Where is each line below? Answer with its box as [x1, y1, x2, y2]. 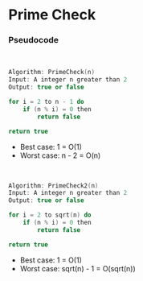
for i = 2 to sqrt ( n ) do [8, 211, 92, 219]
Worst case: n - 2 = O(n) [19, 151, 101, 160]
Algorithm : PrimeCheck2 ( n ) [8, 181, 99, 190]
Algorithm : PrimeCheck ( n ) [8, 68, 95, 76]
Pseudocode [8, 35, 59, 46]
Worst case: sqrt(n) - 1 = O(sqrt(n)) [19, 263, 137, 273]
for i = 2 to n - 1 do [8, 98, 84, 106]
